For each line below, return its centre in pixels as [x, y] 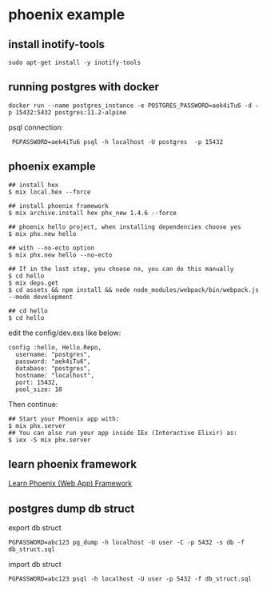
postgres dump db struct [72, 508]
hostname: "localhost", [55, 375]
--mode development [41, 297]
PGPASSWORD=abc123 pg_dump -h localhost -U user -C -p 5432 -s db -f [127, 543]
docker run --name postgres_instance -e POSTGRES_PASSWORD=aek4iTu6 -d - [134, 106]
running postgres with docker [84, 87]
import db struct [35, 565]
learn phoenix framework [73, 464]
